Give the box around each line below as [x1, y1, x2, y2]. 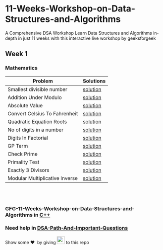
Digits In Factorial [7, 134, 48, 141]
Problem [32, 78, 53, 84]
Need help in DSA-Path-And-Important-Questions [5, 225, 128, 232]
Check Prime [7, 150, 38, 157]
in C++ [34, 211, 51, 218]
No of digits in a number [7, 126, 63, 133]
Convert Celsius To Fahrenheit [7, 110, 78, 117]
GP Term [7, 142, 28, 149]
